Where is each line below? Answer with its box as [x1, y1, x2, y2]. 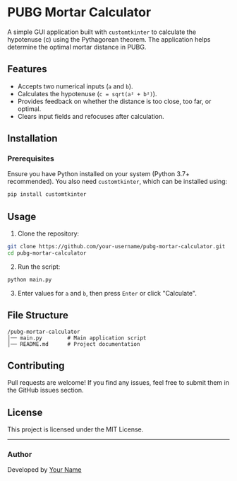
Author [7, 450, 32, 460]
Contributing [7, 359, 65, 371]
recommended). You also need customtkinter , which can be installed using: [7, 178, 228, 186]
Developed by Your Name [7, 465, 83, 474]
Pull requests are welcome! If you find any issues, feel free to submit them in [7, 378, 229, 387]
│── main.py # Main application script [7, 334, 147, 342]
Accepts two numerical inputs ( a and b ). [17, 82, 133, 91]
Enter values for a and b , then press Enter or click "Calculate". [17, 289, 197, 297]
